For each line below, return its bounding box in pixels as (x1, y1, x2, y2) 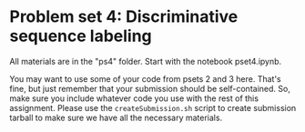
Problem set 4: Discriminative (9, 6, 239, 27)
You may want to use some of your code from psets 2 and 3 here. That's (9, 73, 281, 84)
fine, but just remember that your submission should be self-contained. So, (9, 83, 291, 94)
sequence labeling (9, 25, 152, 46)
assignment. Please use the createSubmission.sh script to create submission (9, 102, 297, 113)
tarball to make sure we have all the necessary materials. (9, 112, 223, 123)
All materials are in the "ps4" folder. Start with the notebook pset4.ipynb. (9, 56, 282, 66)
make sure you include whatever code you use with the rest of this (9, 93, 259, 104)
